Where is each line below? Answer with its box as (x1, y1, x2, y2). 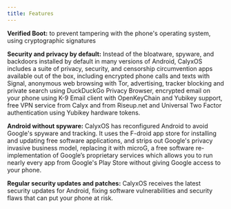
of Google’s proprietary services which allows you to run (52, 151, 213, 159)
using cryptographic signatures (7, 36, 97, 45)
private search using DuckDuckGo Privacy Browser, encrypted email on (7, 86, 210, 94)
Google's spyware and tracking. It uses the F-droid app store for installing (7, 129, 217, 137)
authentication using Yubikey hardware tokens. (7, 108, 141, 117)
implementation (7, 151, 52, 159)
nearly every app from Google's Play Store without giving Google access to (7, 158, 221, 166)
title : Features (7, 10, 54, 17)
